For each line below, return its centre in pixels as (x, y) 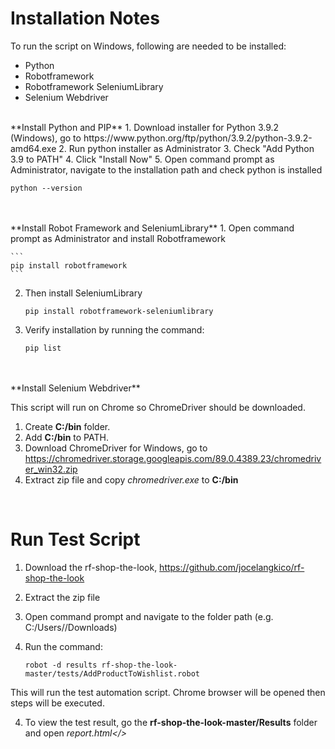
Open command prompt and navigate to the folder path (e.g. (149, 616)
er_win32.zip (51, 469)
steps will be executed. (57, 703)
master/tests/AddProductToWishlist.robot (112, 673)
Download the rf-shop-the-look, (91, 567)
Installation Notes (85, 18)
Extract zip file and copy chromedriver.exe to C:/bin (131, 479)
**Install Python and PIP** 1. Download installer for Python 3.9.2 (145, 127)
